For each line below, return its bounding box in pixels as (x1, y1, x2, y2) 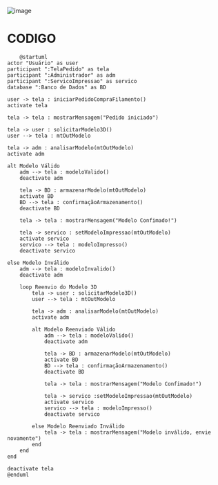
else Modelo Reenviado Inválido (32, 423, 126, 430)
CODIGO (7, 31, 57, 46)
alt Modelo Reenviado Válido (32, 326, 116, 333)
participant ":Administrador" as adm (7, 71, 116, 79)
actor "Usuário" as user (7, 60, 79, 66)
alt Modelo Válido (7, 163, 60, 170)
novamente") (7, 434, 41, 442)
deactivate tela (7, 465, 54, 472)
